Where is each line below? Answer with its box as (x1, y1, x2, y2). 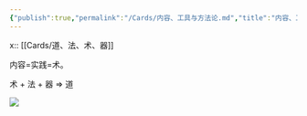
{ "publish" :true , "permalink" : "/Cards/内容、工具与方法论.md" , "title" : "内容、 (9, 13, 296, 23)
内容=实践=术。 (9, 58, 69, 69)
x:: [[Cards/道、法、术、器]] (9, 39, 114, 50)
